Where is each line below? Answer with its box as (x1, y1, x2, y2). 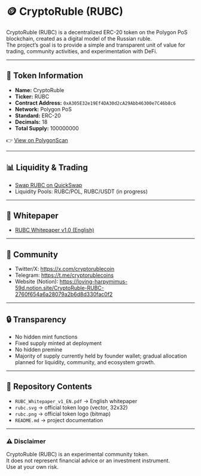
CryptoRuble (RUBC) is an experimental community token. (6, 451, 150, 458)
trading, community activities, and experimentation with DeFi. (6, 47, 157, 54)
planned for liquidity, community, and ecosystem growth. (14, 359, 156, 365)
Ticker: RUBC (14, 93, 50, 100)
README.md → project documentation (14, 416, 103, 423)
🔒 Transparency (6, 315, 67, 325)
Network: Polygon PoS (14, 105, 72, 112)
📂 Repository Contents (6, 382, 93, 392)
